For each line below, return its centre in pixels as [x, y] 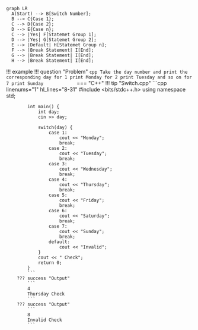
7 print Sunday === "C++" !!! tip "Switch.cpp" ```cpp [87, 83]
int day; [49, 112]
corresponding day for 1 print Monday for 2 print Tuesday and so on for [99, 77]
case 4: [58, 180]
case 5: [58, 195]
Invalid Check [45, 320]
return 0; [50, 263]
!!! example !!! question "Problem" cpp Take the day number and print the [97, 72]
